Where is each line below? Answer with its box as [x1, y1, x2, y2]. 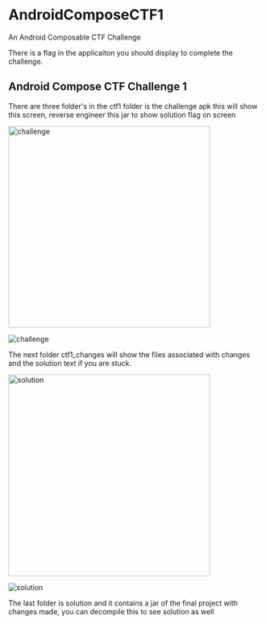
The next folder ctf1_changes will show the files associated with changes [8, 349, 251, 360]
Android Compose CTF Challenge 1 [8, 80, 188, 94]
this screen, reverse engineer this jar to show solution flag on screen [8, 110, 236, 119]
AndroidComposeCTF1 [8, 6, 164, 24]
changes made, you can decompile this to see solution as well [8, 606, 214, 616]
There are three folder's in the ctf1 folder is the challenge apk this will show [8, 101, 258, 110]
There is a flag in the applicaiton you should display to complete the [8, 48, 234, 57]
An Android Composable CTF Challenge [8, 32, 141, 42]
